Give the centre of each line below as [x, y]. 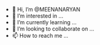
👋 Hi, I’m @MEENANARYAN [46, 9]
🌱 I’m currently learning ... [44, 22]
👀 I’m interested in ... [38, 16]
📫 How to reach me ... [40, 36]
